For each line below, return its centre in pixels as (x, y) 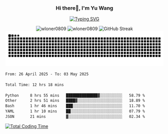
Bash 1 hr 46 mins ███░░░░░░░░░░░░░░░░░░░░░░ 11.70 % (75, 106)
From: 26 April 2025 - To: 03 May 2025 (47, 74)
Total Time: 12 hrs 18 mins (35, 85)
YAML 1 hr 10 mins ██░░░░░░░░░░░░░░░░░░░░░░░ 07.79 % (75, 111)
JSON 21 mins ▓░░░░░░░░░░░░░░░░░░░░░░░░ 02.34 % (75, 117)
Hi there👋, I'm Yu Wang (85, 8)
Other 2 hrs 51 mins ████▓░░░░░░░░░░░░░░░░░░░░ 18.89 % (75, 101)
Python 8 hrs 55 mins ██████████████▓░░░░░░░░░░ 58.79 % (75, 95)
